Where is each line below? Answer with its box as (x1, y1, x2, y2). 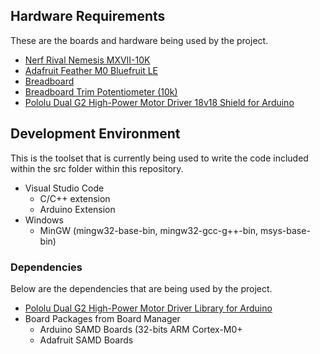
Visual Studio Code (24, 182, 105, 194)
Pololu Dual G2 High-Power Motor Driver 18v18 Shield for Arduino (24, 96, 295, 108)
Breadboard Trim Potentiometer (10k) (24, 85, 178, 98)
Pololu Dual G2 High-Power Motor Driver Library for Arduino (24, 302, 273, 314)
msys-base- (259, 224, 311, 236)
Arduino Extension (39, 203, 116, 215)
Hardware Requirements (10, 8, 166, 25)
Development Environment (10, 125, 181, 143)
